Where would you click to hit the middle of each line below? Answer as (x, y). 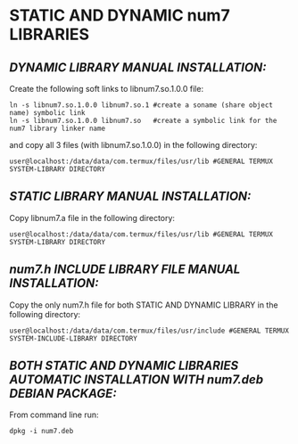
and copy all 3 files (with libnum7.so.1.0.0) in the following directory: (133, 145)
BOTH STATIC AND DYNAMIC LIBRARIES (124, 366)
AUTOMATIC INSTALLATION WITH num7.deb (137, 380)
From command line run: (54, 415)
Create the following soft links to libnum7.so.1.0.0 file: (106, 89)
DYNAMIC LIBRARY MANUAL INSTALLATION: (138, 67)
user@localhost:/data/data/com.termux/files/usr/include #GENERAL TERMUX (149, 331)
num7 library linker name (57, 128)
